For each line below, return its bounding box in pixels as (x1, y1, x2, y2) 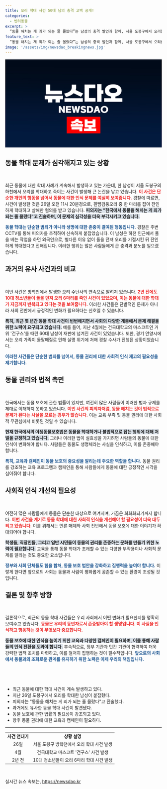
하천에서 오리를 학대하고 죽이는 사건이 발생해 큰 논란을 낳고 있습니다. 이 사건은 (5, 189, 156, 195)
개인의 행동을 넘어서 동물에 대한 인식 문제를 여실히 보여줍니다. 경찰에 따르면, (14, 195, 160, 201)
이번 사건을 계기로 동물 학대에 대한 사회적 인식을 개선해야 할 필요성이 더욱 (11, 516, 152, 522)
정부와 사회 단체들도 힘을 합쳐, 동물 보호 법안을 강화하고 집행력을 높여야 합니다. (5, 563, 156, 568)
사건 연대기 (7, 733, 29, 739)
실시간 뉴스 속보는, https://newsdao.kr (5, 779, 81, 785)
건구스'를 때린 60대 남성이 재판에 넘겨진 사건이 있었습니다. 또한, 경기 (11, 330, 144, 336)
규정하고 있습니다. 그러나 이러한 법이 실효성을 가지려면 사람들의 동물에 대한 (14, 435, 159, 441)
